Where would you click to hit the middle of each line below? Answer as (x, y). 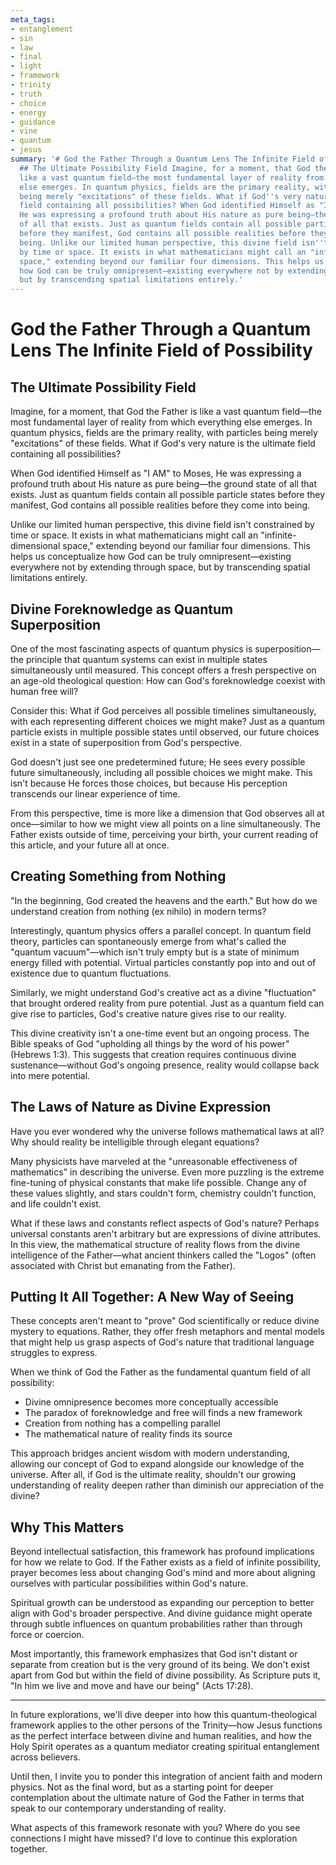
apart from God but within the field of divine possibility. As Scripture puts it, (165, 1675)
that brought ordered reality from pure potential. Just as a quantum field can (167, 1003)
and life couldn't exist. (56, 1203)
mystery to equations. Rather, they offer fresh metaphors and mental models (167, 1332)
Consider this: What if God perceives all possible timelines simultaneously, (163, 710)
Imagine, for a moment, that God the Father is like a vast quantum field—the (166, 412)
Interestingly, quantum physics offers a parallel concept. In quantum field (161, 930)
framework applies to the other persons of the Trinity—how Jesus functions (166, 1725)
